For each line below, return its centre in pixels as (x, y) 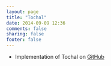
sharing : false (25, 34)
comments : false (26, 28)
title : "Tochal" (26, 17)
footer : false (24, 40)
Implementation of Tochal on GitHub (60, 57)
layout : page (22, 12)
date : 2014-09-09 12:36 (36, 23)
